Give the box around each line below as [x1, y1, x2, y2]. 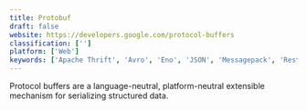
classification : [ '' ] [9, 38, 92, 48]
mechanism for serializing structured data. [9, 90, 169, 101]
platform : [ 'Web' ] [9, 47, 79, 56]
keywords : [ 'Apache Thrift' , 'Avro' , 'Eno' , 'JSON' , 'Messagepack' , [9, 55, 276, 65]
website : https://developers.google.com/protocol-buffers [9, 30, 235, 39]
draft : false [9, 22, 59, 31]
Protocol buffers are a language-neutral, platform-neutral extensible [9, 81, 265, 91]
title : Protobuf [9, 13, 71, 23]
